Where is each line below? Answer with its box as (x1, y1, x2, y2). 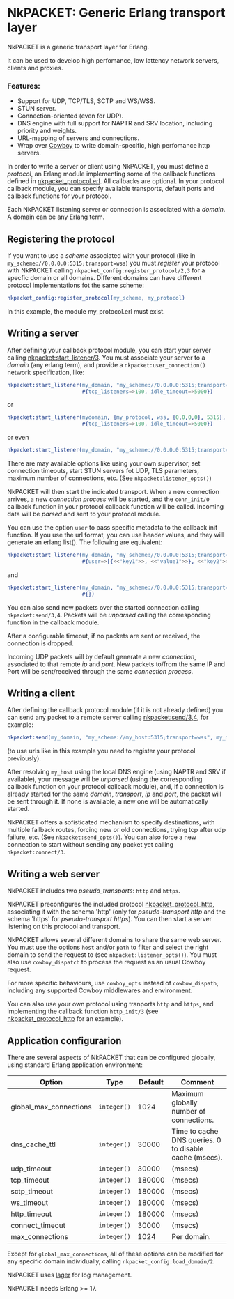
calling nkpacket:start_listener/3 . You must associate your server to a (7, 353, 205, 362)
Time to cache (171, 1126, 219, 1136)
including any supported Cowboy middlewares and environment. (7, 986, 193, 994)
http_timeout (10, 1209, 52, 1219)
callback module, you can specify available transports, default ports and (7, 185, 214, 193)
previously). (7, 754, 42, 762)
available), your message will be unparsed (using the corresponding (7, 775, 203, 783)
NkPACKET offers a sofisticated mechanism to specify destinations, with (7, 818, 215, 827)
